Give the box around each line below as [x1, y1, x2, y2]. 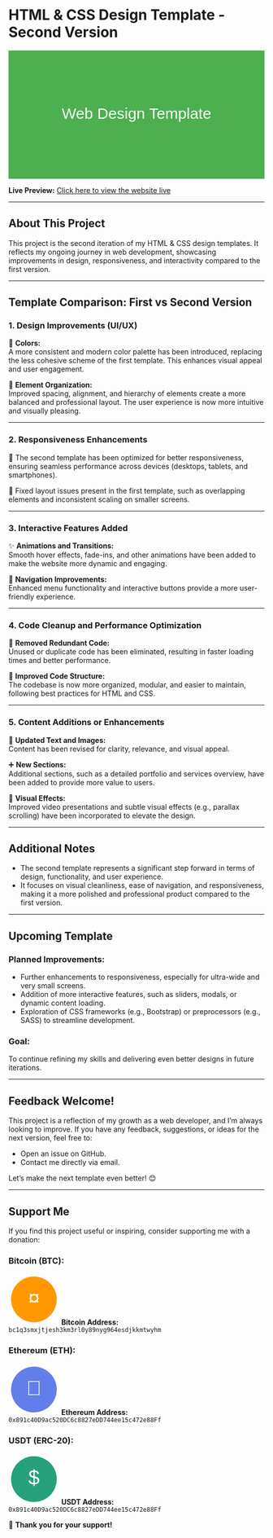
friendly [8, 592, 35, 602]
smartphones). [8, 470, 58, 480]
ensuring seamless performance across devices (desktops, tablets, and [8, 461, 249, 471]
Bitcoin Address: [60, 1317, 119, 1327]
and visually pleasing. [8, 406, 81, 416]
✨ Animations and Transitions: [8, 541, 114, 551]
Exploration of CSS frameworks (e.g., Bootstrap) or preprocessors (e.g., [19, 1007, 261, 1017]
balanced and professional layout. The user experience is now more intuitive [8, 398, 264, 407]
